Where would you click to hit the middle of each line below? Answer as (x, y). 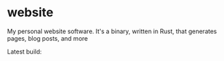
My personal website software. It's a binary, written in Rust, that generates (112, 31)
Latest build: (25, 52)
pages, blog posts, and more (48, 38)
